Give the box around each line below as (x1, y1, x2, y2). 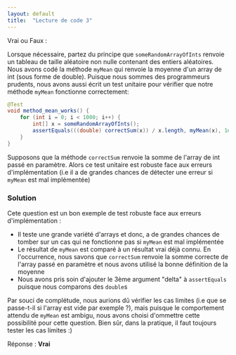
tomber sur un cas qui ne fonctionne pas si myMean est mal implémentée (17, 237, 224, 246)
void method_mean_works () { (7, 107, 90, 115)
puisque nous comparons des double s (17, 282, 128, 291)
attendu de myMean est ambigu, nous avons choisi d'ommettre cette (7, 311, 200, 319)
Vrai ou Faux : (7, 36, 48, 44)
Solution (7, 193, 37, 203)
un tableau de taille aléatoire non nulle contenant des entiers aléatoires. (7, 57, 214, 66)
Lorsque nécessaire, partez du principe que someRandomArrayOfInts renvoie (7, 50, 225, 58)
